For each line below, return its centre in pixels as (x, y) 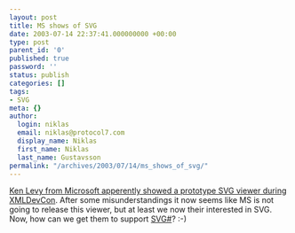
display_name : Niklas (57, 141)
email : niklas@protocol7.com (71, 133)
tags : (19, 91)
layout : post (33, 17)
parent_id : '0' (37, 50)
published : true (39, 58)
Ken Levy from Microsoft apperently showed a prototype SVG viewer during (148, 190)
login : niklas (43, 125)
